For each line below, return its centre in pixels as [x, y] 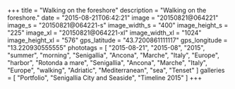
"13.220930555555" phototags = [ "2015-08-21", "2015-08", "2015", [106, 48]
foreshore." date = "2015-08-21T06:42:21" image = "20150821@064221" [113, 18]
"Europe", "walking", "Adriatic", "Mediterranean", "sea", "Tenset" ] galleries [116, 70]
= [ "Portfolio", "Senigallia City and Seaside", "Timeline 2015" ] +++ [105, 78]
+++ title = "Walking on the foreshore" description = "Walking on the [107, 10]
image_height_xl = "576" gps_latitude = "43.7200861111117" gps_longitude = [117, 40]
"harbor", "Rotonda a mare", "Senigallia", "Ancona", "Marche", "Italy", [107, 63]
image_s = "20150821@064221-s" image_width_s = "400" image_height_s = [118, 25]
